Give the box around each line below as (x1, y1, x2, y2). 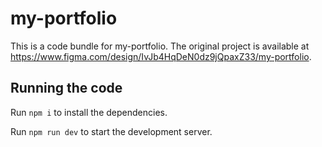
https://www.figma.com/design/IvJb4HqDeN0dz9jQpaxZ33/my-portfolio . (10, 50, 312, 62)
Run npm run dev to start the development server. (10, 125, 213, 137)
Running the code (10, 80, 123, 97)
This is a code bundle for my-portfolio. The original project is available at (10, 40, 310, 52)
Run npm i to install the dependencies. (10, 106, 168, 118)
